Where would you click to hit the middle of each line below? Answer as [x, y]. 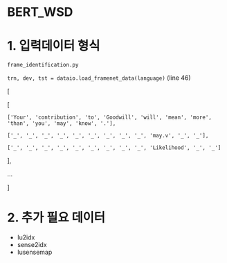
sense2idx [32, 245]
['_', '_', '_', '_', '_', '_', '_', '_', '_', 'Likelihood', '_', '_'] [114, 148]
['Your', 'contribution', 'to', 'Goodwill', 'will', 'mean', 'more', [110, 118]
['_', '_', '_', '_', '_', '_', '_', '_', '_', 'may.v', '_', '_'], [108, 136]
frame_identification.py [43, 65]
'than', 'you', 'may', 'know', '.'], [62, 124]
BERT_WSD [40, 12]
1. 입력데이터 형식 [54, 46]
